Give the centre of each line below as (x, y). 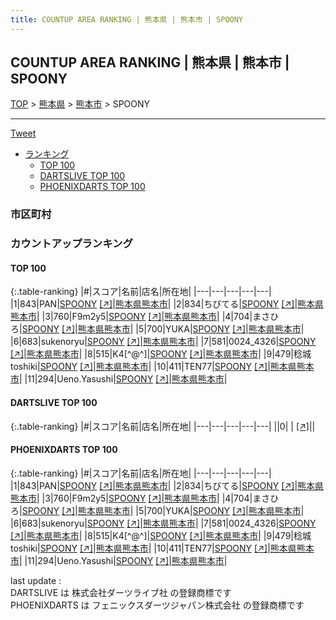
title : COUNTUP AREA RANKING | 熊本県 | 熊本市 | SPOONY (127, 19)
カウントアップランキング (71, 244)
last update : (36, 580)
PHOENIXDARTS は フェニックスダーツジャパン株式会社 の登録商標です (157, 605)
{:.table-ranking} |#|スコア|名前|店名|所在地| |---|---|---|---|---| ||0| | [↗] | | (163, 426)
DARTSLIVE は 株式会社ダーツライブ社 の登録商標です (121, 592)
